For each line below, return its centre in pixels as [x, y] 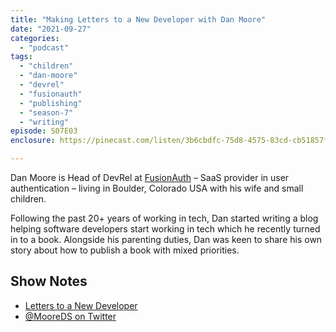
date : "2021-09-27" [51, 29]
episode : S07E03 [44, 131]
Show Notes [49, 281]
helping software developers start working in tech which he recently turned [165, 229]
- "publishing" [51, 103]
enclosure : [33, 141]
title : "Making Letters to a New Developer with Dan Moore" [138, 19]
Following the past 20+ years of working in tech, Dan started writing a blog [164, 218]
